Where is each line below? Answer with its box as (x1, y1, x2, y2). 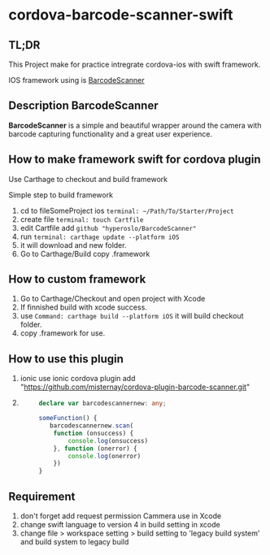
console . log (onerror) (67, 452, 142, 460)
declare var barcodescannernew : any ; (38, 400, 167, 408)
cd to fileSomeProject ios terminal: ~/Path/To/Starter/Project (20, 206, 234, 215)
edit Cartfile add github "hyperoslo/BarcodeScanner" (20, 223, 197, 232)
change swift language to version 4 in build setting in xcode (20, 519, 221, 529)
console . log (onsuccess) (67, 436, 149, 444)
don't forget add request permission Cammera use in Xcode (20, 510, 222, 521)
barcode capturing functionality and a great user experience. (8, 128, 213, 139)
